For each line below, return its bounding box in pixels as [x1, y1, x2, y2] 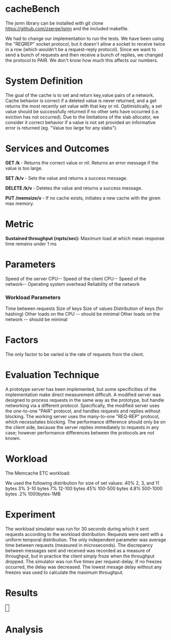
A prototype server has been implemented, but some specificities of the [5, 386, 157, 392]
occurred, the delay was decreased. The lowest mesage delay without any [5, 564, 162, 570]
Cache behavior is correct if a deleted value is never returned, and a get [5, 97, 157, 104]
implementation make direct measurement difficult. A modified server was [5, 391, 161, 398]
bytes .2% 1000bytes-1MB [5, 490, 61, 497]
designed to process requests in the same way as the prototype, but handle [5, 397, 164, 403]
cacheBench [5, 3, 60, 15]
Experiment [5, 508, 56, 520]
